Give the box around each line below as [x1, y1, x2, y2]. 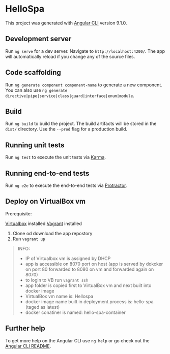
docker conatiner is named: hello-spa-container [25, 309, 126, 315]
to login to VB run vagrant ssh [25, 277, 89, 283]
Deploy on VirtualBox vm [5, 197, 86, 206]
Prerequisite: [5, 210, 32, 216]
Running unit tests [5, 141, 65, 149]
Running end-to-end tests [5, 169, 90, 178]
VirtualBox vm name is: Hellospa [25, 293, 94, 299]
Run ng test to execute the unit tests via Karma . [5, 154, 106, 160]
